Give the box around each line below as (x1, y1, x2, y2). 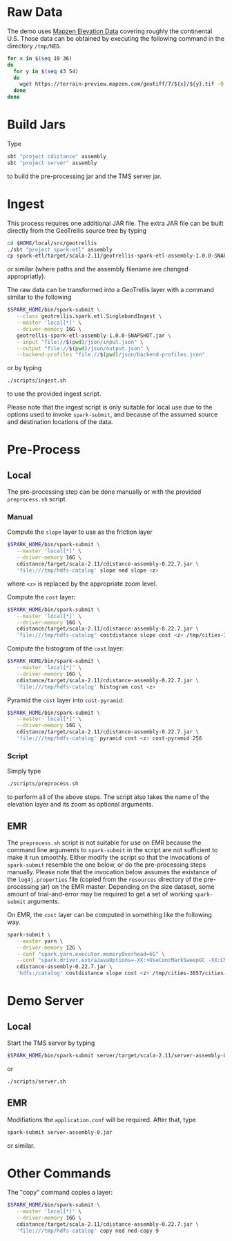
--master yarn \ (16, 937, 64, 945)
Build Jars (7, 117, 66, 133)
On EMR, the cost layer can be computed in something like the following (7, 910, 212, 918)
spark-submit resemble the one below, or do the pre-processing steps (7, 860, 206, 869)
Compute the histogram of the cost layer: (7, 644, 124, 653)
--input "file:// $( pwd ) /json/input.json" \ (16, 338, 144, 345)
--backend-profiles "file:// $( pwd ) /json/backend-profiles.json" (16, 352, 206, 358)
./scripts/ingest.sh (7, 377, 67, 384)
